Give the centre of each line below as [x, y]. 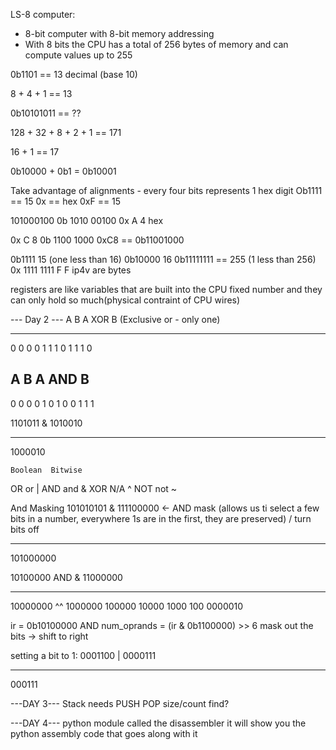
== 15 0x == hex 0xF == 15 [66, 201]
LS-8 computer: [43, 14]
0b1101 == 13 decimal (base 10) [74, 74]
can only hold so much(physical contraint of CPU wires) [125, 300]
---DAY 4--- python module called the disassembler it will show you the [158, 723]
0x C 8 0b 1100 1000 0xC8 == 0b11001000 [97, 240]
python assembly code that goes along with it [104, 733]
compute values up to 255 [78, 55]
